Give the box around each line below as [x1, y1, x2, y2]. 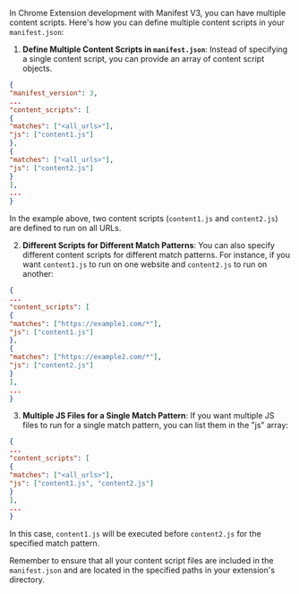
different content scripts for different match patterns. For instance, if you [21, 250, 291, 261]
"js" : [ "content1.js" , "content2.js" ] [9, 478, 154, 487]
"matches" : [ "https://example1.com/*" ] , [9, 319, 163, 328]
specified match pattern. [9, 538, 100, 549]
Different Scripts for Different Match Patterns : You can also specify [21, 240, 276, 251]
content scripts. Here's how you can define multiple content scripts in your [9, 17, 285, 28]
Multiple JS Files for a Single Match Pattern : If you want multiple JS [21, 410, 275, 421]
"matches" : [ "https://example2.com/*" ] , [9, 353, 163, 362]
